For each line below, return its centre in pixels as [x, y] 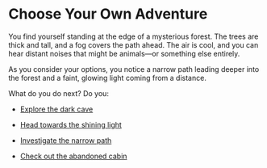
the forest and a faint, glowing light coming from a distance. [108, 78]
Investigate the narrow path [66, 140]
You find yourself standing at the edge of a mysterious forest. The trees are [133, 36]
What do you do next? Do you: [58, 93]
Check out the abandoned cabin [73, 156]
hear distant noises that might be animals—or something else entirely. [124, 53]
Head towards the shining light [71, 124]
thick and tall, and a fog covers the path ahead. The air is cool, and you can [133, 44]
